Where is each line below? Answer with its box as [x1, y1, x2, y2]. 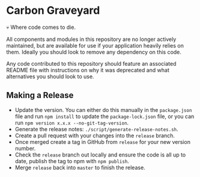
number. [14, 144, 36, 152]
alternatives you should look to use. [6, 73, 94, 80]
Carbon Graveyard [6, 4, 100, 17]
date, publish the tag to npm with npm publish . [14, 157, 129, 164]
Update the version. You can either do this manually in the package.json [14, 106, 192, 113]
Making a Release [6, 90, 74, 101]
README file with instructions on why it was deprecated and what [6, 66, 169, 73]
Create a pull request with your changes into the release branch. [14, 132, 175, 139]
